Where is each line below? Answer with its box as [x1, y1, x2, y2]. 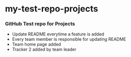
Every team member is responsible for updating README [12, 36, 126, 42]
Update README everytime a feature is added [12, 31, 104, 37]
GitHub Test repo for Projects [5, 21, 75, 27]
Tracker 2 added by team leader [12, 46, 77, 52]
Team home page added [12, 42, 62, 47]
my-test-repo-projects [5, 3, 98, 14]
